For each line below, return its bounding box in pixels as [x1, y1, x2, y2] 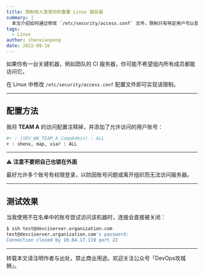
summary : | [6, 15, 34, 21]
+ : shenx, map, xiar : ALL [6, 141, 78, 147]
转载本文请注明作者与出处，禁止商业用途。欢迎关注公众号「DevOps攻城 [6, 254, 186, 262]
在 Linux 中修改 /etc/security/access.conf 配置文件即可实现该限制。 [6, 80, 179, 88]
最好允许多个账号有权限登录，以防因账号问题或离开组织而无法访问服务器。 [6, 171, 192, 178]
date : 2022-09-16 [6, 43, 50, 49]
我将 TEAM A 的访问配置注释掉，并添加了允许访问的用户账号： [6, 123, 163, 131]
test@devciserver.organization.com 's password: [6, 231, 129, 237]
